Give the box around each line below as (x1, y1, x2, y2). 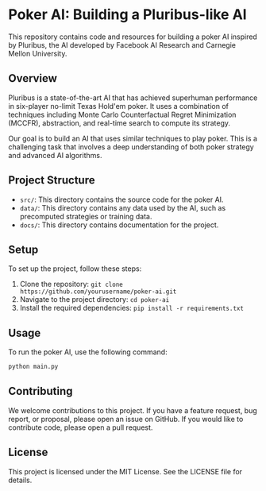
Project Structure (8, 173, 95, 188)
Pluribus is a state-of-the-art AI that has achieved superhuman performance (8, 93, 258, 102)
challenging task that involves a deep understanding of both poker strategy (8, 141, 254, 152)
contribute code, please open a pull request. (8, 423, 153, 432)
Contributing (8, 385, 73, 398)
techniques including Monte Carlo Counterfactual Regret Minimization (8, 110, 237, 119)
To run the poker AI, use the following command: (8, 347, 168, 357)
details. (8, 475, 33, 485)
